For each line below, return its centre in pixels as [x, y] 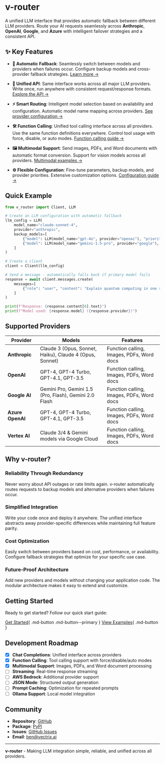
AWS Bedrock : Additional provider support [55, 677]
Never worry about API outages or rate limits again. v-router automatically [80, 484]
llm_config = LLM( [24, 221]
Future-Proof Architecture [37, 570]
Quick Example [29, 196]
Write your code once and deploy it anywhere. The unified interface [74, 518]
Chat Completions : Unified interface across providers [67, 655]
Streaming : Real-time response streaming [55, 672]
